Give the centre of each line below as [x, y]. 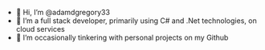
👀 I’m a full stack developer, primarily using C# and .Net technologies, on [136, 21]
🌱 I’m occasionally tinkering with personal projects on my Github [122, 37]
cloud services [41, 29]
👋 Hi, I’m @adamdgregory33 [63, 12]
